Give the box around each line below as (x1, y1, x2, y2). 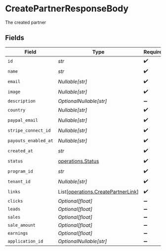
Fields (5, 34, 25, 42)
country (7, 107, 26, 113)
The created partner (5, 19, 46, 25)
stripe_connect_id (7, 128, 51, 134)
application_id (7, 238, 43, 244)
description (7, 98, 36, 104)
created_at (7, 148, 33, 154)
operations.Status (58, 158, 99, 165)
